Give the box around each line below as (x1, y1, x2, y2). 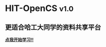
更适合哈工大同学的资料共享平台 (5, 23, 101, 31)
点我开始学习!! (5, 37, 34, 42)
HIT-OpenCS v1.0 (5, 3, 74, 14)
